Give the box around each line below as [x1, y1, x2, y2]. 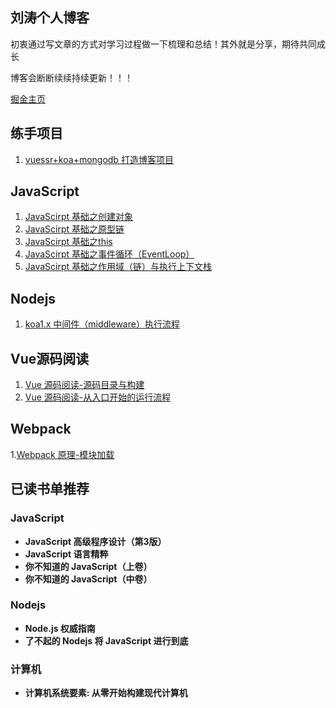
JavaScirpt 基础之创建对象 [24, 211, 134, 223]
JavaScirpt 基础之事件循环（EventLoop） [24, 248, 195, 260]
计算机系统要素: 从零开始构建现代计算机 [24, 687, 188, 699]
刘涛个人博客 [10, 9, 90, 27]
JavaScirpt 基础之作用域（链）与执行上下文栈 [24, 261, 213, 273]
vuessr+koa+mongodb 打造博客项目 [24, 153, 174, 165]
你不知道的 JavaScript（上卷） [24, 560, 153, 572]
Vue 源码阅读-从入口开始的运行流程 [24, 391, 172, 403]
